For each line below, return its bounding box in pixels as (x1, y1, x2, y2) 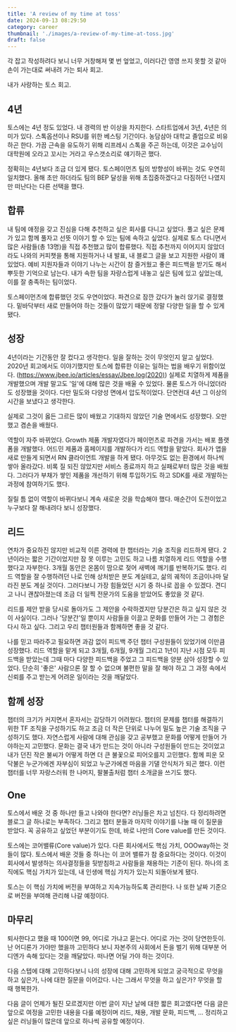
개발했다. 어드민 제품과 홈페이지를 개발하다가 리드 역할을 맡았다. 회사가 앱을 (20, 444, 228, 453)
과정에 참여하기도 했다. (7, 480, 70, 488)
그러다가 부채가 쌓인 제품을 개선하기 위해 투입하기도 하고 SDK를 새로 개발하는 (16, 471, 228, 479)
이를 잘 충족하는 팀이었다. (7, 278, 77, 286)
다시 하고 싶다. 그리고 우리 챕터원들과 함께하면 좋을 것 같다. (7, 623, 169, 631)
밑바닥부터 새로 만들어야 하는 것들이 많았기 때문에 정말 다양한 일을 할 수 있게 (16, 301, 225, 310)
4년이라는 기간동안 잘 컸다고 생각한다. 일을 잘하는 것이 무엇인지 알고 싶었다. (7, 353, 214, 361)
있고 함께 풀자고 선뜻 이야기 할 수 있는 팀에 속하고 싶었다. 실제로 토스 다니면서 (14, 233, 227, 242)
